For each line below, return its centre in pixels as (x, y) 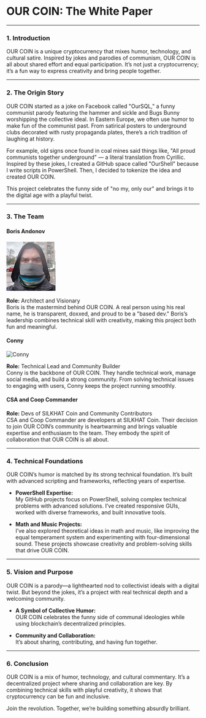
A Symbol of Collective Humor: (55, 610)
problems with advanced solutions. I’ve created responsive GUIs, (97, 506)
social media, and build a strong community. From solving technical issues (100, 379)
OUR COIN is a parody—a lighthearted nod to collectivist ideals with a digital (103, 585)
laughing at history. (31, 139)
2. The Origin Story (35, 93)
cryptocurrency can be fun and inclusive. (58, 696)
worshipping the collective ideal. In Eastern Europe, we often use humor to (100, 119)
